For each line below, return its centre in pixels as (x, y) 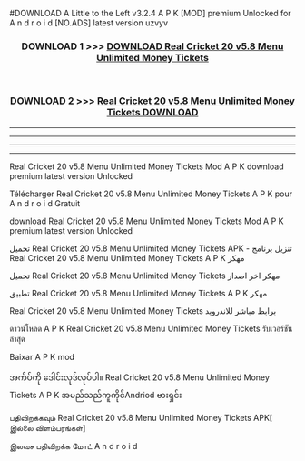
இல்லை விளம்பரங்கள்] (48, 427)
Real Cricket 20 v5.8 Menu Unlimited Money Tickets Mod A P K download (147, 166)
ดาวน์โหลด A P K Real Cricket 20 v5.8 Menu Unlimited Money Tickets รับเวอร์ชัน (151, 328)
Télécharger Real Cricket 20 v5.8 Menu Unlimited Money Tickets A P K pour (151, 194)
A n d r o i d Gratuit (45, 203)
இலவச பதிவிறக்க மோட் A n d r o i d (74, 446)
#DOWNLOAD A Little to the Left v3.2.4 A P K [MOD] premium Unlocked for (151, 13)
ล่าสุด (17, 338)
